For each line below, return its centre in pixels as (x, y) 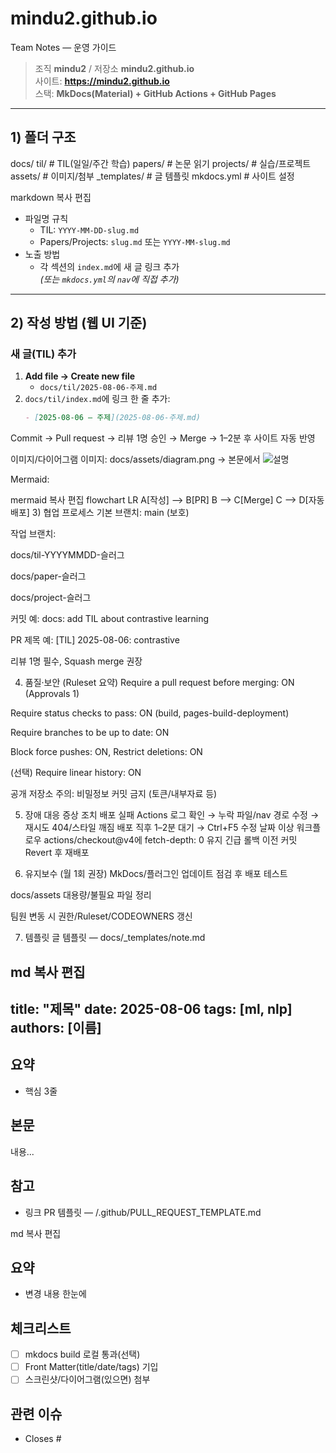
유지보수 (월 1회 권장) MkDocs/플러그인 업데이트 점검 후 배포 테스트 (156, 874)
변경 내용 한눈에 (55, 1294)
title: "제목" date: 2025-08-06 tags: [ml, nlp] (151, 1009)
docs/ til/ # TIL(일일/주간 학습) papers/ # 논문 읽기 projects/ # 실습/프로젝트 (161, 163)
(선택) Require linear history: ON (76, 773)
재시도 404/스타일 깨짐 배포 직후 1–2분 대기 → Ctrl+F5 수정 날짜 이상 (159, 828)
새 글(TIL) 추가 (43, 354)
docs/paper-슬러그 (48, 576)
